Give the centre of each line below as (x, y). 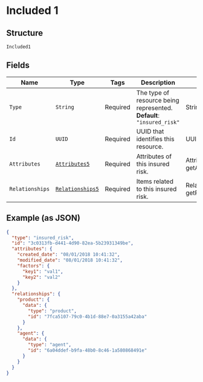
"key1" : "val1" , (43, 271)
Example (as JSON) (43, 218)
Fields (18, 65)
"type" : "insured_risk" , (43, 238)
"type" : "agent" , (50, 345)
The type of (153, 93)
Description (158, 82)
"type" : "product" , (53, 311)
